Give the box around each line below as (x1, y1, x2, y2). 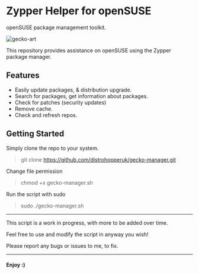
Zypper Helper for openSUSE (6, 4, 152, 18)
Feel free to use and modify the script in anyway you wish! (6, 231, 149, 238)
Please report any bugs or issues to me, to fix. (6, 242, 118, 249)
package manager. (6, 53, 52, 60)
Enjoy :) (6, 262, 25, 269)
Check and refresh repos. (14, 111, 78, 118)
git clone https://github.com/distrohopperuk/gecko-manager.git (20, 156, 176, 163)
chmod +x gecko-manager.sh (20, 179, 93, 186)
